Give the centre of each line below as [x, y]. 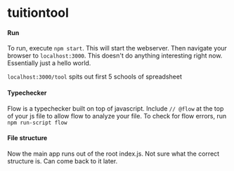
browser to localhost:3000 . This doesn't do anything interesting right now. [115, 56]
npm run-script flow [38, 123]
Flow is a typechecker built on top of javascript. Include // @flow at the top [116, 108]
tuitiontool [38, 13]
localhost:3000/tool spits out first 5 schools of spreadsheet [95, 77]
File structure [27, 138]
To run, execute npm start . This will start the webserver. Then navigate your [117, 48]
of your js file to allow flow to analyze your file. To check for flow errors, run [117, 116]
